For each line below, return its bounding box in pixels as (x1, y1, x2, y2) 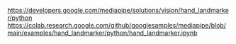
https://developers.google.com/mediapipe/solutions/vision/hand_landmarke (7, 6, 229, 14)
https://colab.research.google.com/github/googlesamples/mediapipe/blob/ (7, 21, 227, 29)
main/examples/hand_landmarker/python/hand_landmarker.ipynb (7, 28, 198, 37)
